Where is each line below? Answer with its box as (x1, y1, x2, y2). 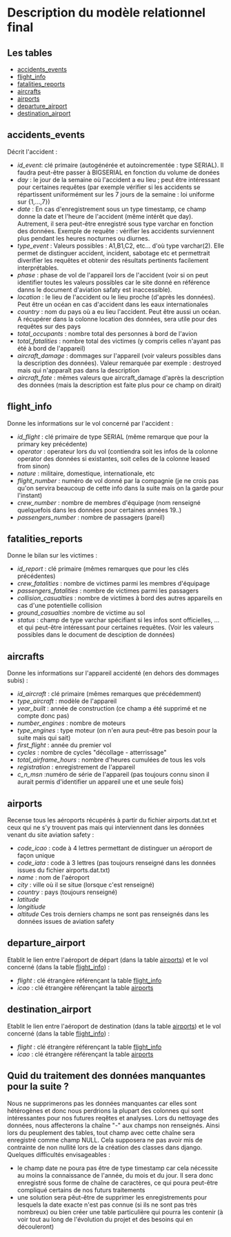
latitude (17, 895, 39, 904)
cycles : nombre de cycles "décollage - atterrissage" (17, 749, 167, 757)
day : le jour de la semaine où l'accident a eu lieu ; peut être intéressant (17, 175, 221, 184)
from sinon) (17, 462, 50, 470)
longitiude (17, 902, 46, 911)
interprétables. (17, 264, 59, 272)
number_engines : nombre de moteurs (17, 719, 126, 727)
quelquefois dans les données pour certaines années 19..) (17, 506, 182, 514)
